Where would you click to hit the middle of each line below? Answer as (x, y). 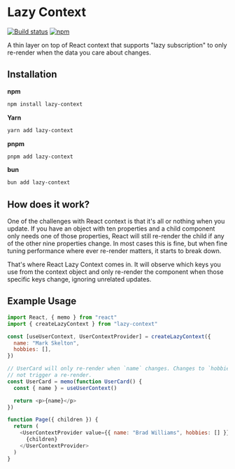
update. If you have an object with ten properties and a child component (111, 229)
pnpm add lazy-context (40, 157)
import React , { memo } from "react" (62, 317)
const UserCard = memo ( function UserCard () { (74, 382)
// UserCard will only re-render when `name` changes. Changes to (106, 369)
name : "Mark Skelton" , (47, 343)
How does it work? (49, 204)
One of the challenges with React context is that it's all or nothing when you (116, 222)
